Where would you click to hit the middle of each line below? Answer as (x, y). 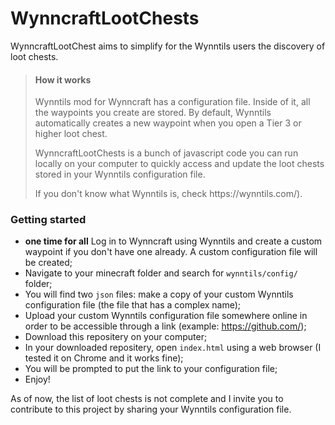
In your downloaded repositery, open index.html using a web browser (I (173, 348)
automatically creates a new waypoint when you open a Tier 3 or (168, 123)
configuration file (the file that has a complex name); (133, 305)
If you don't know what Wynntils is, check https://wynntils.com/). (168, 194)
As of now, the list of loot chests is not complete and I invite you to (147, 399)
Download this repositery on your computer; (116, 337)
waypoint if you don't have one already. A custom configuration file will (171, 252)
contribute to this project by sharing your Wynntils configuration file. (151, 409)
